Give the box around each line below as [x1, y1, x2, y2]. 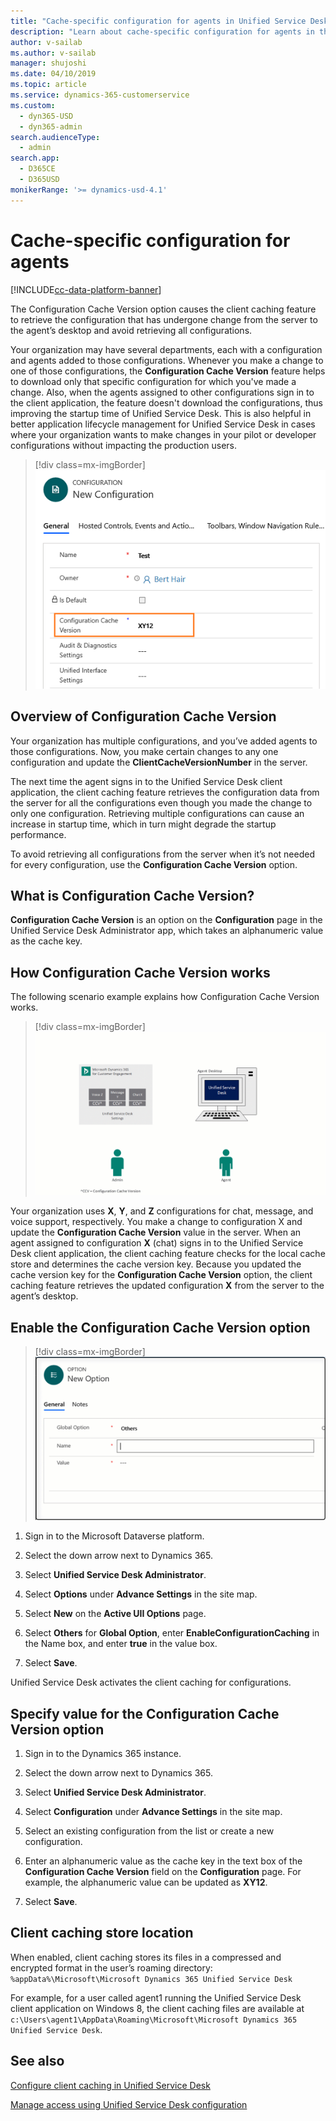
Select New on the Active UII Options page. [24, 1608, 207, 1620]
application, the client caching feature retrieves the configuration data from [10, 786, 320, 798]
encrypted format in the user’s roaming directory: [10, 1961, 213, 1974]
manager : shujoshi [10, 58, 87, 69]
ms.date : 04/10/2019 [10, 69, 97, 79]
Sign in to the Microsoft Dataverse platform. [24, 1530, 205, 1542]
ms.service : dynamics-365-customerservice [10, 90, 190, 100]
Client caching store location [10, 1925, 194, 1942]
